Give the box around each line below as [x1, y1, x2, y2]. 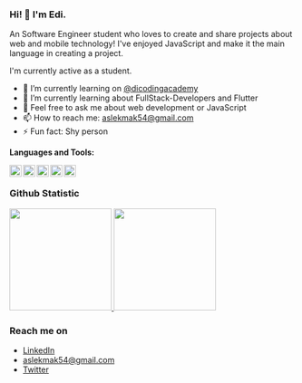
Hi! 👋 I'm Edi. [9, 8, 66, 21]
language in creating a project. [9, 48, 124, 59]
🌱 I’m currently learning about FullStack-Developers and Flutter [22, 92, 258, 103]
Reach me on [9, 324, 68, 337]
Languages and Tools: [9, 147, 95, 158]
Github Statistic [9, 187, 80, 200]
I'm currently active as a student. [9, 65, 132, 76]
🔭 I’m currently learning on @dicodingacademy [22, 83, 199, 94]
